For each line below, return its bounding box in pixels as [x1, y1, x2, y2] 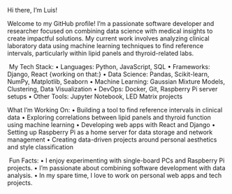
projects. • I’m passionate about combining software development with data [7, 164, 226, 172]
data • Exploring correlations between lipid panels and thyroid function [7, 113, 212, 121]
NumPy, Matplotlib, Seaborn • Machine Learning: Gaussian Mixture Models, [7, 77, 226, 86]
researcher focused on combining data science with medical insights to [7, 27, 213, 35]
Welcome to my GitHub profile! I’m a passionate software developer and [7, 20, 215, 27]
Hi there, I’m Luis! [7, 6, 58, 14]
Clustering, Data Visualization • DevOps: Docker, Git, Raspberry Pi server [7, 85, 218, 93]
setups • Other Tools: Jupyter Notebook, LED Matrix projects [7, 92, 183, 100]
